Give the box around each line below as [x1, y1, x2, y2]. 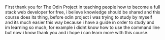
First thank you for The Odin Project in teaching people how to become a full [5, 4, 160, 10]
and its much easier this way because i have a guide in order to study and [5, 19, 155, 25]
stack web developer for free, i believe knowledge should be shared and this [5, 9, 161, 15]
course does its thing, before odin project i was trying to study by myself [5, 14, 153, 20]
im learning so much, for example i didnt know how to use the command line [5, 25, 160, 30]
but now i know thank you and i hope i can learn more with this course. [5, 30, 149, 35]
